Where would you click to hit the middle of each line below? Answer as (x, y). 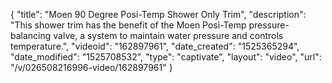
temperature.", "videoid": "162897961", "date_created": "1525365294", (155, 46)
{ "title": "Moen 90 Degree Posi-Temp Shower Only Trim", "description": (158, 14)
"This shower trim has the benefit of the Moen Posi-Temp (128, 25)
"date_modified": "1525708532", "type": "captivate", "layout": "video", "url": (166, 57)
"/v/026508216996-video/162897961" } (91, 67)
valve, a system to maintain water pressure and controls (168, 35)
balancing (31, 35)
